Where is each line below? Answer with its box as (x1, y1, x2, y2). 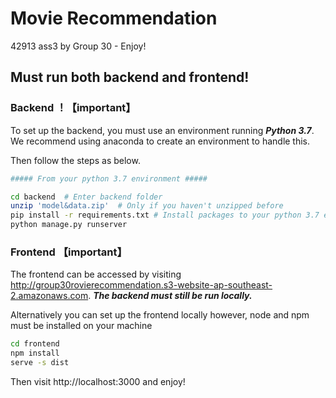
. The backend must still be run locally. (88, 290, 253, 302)
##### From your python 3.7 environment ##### (10, 173, 208, 184)
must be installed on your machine (10, 320, 153, 332)
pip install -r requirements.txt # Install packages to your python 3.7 (10, 210, 320, 221)
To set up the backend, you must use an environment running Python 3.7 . (10, 124, 315, 136)
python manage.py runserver (10, 220, 128, 230)
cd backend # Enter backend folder (10, 192, 163, 202)
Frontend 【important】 (10, 245, 128, 259)
